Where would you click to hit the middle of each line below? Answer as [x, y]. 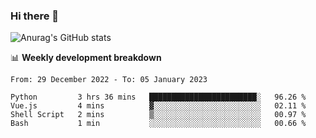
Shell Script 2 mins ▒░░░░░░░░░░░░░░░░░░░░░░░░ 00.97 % [158, 115]
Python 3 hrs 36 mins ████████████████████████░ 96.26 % [158, 97]
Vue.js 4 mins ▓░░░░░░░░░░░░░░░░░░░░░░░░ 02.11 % [158, 106]
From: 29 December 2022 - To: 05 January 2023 [109, 80]
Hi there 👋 [35, 16]
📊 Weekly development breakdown [86, 58]
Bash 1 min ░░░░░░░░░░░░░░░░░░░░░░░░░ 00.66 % [158, 124]
